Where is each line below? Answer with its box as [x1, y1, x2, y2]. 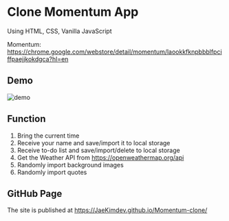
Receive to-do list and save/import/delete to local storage [17, 146, 180, 154]
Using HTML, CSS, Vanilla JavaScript [7, 27, 112, 35]
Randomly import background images [17, 160, 124, 169]
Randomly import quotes [17, 168, 87, 176]
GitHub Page [7, 187, 63, 200]
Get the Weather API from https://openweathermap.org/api [17, 153, 184, 162]
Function [7, 113, 46, 125]
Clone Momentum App [7, 4, 139, 20]
